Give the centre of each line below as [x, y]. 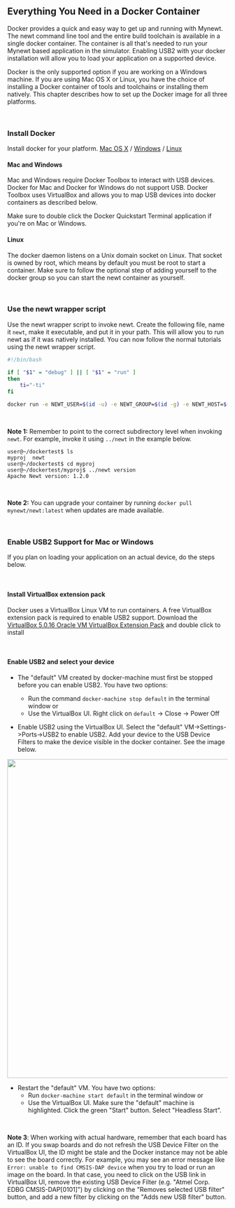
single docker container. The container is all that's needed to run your [107, 43]
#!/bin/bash [24, 359]
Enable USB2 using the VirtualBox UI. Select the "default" [100, 727]
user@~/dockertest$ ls [40, 452]
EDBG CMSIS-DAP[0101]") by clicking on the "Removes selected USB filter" [116, 1189]
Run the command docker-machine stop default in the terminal [119, 698]
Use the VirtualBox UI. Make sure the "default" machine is [111, 1102]
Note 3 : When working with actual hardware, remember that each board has [117, 1137]
